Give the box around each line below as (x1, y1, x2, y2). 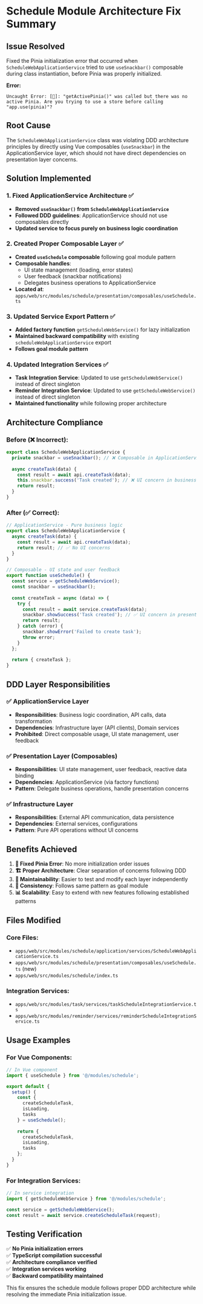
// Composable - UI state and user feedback (6, 567, 120, 573)
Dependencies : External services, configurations (14, 820, 138, 827)
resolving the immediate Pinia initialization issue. (6, 1291, 127, 1298)
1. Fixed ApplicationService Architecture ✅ (6, 192, 134, 200)
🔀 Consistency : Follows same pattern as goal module (14, 882, 149, 890)
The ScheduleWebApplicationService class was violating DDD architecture (6, 136, 189, 143)
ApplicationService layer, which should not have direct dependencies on (6, 149, 186, 157)
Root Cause (6, 120, 51, 131)
